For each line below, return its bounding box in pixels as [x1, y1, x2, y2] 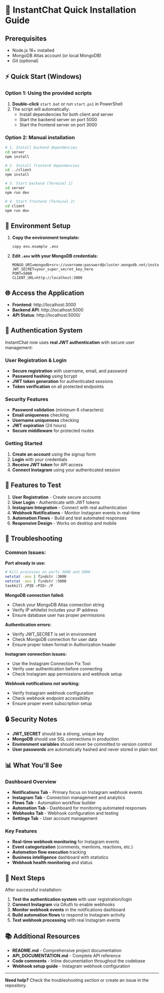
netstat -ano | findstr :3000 [5, 574, 67, 579]
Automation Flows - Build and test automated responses [12, 515, 127, 521]
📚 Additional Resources [5, 932, 81, 941]
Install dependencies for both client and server [19, 111, 114, 117]
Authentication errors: [5, 621, 52, 627]
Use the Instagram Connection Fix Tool [12, 661, 91, 666]
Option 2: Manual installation [5, 134, 75, 141]
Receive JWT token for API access [12, 461, 83, 467]
